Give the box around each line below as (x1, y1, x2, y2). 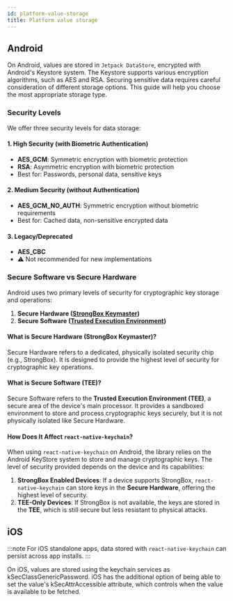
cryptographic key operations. (7, 363, 94, 371)
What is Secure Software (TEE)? (7, 379, 102, 387)
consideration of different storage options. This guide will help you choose (7, 83, 220, 91)
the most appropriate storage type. (7, 91, 108, 99)
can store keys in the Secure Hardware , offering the (65, 483, 216, 492)
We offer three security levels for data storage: (7, 123, 141, 132)
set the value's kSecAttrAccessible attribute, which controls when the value (7, 579, 224, 588)
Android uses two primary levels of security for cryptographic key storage (7, 288, 219, 297)
